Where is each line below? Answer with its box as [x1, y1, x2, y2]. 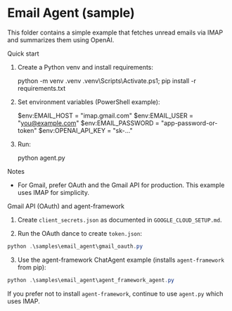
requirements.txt [17, 84, 66, 92]
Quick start [7, 49, 39, 58]
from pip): [17, 262, 47, 272]
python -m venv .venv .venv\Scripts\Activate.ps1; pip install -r [17, 76, 197, 85]
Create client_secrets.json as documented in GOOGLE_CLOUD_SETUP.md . [17, 215, 222, 224]
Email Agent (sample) [7, 5, 135, 21]
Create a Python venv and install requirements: [17, 63, 153, 71]
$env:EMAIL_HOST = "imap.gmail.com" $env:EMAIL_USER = [17, 111, 194, 120]
